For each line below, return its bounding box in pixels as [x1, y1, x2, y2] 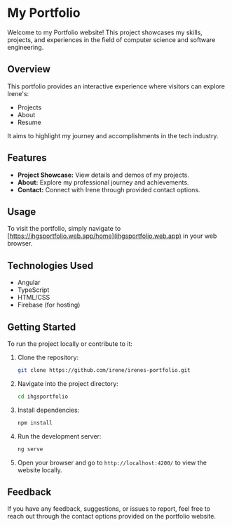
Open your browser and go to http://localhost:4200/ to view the [17, 458, 207, 467]
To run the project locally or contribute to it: [7, 340, 133, 348]
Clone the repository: [17, 353, 79, 361]
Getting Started [7, 321, 76, 333]
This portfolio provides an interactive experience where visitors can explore [7, 82, 226, 91]
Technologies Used [7, 260, 93, 272]
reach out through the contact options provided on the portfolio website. [7, 512, 216, 521]
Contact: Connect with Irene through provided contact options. [17, 185, 200, 194]
